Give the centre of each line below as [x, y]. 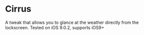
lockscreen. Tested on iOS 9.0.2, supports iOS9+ [55, 27]
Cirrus [18, 9]
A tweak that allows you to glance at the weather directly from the [72, 22]
